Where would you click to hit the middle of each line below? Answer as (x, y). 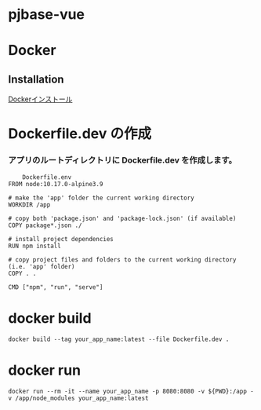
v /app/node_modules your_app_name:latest (78, 398)
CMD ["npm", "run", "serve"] (56, 287)
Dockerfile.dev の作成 (80, 134)
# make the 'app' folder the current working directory (101, 198)
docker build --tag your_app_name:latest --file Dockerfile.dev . (119, 339)
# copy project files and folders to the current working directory (122, 260)
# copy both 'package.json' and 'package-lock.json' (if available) (122, 218)
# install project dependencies (61, 239)
